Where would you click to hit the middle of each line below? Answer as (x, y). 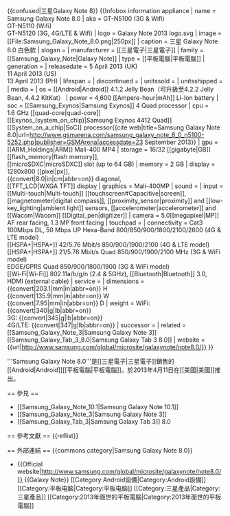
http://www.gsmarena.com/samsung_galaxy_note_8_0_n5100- (117, 135)
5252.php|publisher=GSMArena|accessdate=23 (75, 142)
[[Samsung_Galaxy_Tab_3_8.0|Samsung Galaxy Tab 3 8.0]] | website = (106, 340)
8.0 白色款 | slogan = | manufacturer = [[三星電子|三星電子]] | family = (105, 50)
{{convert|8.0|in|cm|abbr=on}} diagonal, (64, 179)
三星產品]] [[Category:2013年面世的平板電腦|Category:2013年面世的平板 (119, 497)
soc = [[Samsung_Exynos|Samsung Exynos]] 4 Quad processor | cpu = (108, 105)
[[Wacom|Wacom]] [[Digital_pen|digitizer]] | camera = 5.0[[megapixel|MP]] (113, 215)
